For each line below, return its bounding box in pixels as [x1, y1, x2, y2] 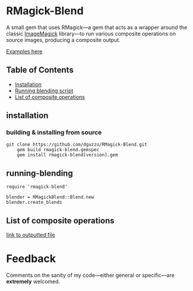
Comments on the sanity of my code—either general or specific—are [6, 271, 175, 279]
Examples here [6, 47, 43, 55]
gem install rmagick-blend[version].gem [17, 152, 118, 158]
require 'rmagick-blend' [6, 184, 68, 190]
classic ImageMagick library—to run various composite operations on [6, 30, 176, 37]
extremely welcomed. [6, 278, 61, 285]
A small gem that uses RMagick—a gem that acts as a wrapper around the [6, 24, 188, 31]
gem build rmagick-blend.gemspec [17, 147, 100, 153]
